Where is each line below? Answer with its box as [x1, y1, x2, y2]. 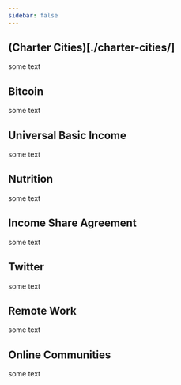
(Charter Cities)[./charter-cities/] [8, 41, 175, 55]
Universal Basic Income [8, 128, 126, 142]
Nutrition [8, 172, 54, 186]
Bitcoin [8, 85, 44, 98]
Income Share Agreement [8, 217, 137, 230]
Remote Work [8, 304, 77, 317]
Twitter [8, 260, 45, 274]
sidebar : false [8, 11, 58, 20]
